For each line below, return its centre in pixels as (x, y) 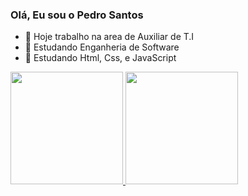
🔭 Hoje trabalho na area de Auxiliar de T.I (109, 37)
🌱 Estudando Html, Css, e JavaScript (100, 58)
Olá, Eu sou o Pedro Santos (77, 15)
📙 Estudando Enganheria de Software (102, 47)
